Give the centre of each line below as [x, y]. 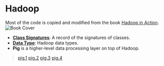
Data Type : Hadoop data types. [45, 42]
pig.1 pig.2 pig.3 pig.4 [40, 57]
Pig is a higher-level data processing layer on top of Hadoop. [76, 48]
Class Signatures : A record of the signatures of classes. [71, 37]
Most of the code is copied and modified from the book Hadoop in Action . [82, 22]
